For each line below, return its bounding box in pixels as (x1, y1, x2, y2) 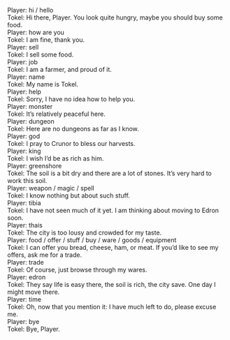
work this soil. (7, 177, 48, 184)
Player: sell (7, 43, 39, 51)
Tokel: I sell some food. (7, 50, 74, 59)
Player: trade (7, 258, 44, 266)
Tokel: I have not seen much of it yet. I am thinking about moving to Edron (7, 206, 219, 214)
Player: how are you (7, 28, 65, 36)
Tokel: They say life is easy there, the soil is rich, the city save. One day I (7, 281, 216, 288)
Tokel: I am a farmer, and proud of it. (7, 66, 112, 73)
